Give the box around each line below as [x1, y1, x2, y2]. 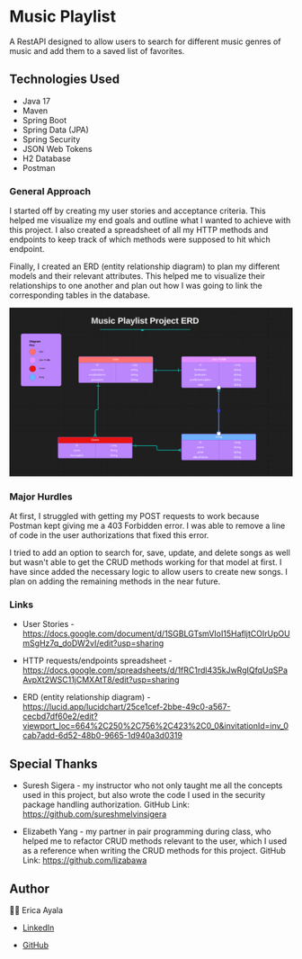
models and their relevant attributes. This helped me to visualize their [9, 271, 266, 282]
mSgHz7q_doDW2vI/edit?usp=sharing [22, 638, 164, 649]
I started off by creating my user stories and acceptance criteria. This [9, 205, 267, 217]
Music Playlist [9, 6, 117, 27]
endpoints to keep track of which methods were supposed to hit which [9, 234, 271, 245]
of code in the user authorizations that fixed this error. [9, 530, 209, 541]
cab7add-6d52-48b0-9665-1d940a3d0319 [22, 730, 182, 741]
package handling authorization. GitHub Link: [22, 799, 191, 811]
